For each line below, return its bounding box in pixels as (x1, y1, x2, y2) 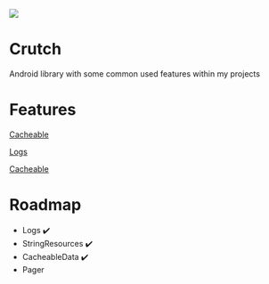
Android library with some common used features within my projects (9, 68, 261, 79)
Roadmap (9, 195, 82, 215)
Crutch (9, 39, 62, 60)
